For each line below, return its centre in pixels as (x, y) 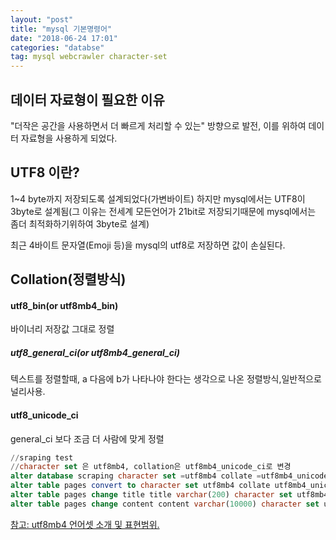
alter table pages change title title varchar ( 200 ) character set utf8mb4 (169, 495)
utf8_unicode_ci (44, 415)
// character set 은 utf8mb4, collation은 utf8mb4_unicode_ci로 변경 (151, 467)
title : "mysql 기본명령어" (61, 29)
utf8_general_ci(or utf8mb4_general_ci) (95, 352)
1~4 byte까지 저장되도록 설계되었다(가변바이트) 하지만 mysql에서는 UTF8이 (158, 198)
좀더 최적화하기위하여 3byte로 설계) (80, 223)
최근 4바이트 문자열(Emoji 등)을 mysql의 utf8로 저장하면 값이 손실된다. (148, 245)
